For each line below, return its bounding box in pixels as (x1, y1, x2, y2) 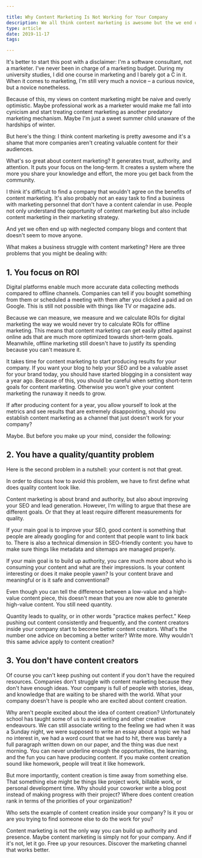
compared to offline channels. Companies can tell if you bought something (6, 290, 191, 297)
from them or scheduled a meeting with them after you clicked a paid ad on (6, 296, 193, 303)
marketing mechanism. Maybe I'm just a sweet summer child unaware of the (6, 115, 195, 122)
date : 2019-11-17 (6, 31, 50, 37)
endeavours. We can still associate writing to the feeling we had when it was (6, 721, 195, 729)
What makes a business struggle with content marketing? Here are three (6, 243, 185, 250)
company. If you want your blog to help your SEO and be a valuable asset (6, 364, 188, 371)
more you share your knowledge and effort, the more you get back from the (6, 170, 194, 178)
